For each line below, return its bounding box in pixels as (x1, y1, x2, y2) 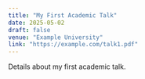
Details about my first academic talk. (8, 62, 126, 71)
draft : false (8, 26, 51, 34)
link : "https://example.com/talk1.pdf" (8, 41, 139, 48)
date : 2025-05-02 (8, 19, 65, 27)
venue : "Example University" (8, 33, 103, 41)
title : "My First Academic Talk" (8, 11, 118, 20)
